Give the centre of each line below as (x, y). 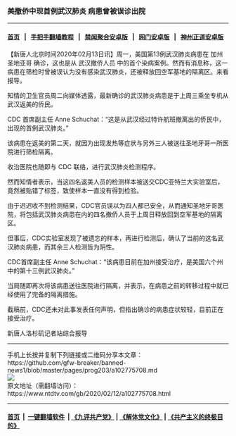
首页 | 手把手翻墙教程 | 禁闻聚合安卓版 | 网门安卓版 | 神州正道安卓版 (116, 37)
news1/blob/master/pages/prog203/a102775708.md (83, 370)
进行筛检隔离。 (35, 151)
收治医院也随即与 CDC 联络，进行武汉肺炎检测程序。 (84, 166)
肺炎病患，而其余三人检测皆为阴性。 (65, 247)
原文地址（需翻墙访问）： (43, 385)
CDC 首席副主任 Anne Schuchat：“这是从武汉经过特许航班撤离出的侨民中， (116, 119)
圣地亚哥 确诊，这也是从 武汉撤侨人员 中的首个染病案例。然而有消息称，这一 (118, 63)
